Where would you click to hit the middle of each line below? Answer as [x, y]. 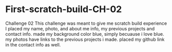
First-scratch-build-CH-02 [64, 9]
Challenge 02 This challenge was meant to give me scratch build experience [86, 23]
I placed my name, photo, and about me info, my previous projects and [80, 28]
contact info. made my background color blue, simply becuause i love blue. [85, 34]
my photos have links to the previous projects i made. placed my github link [85, 39]
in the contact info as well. [33, 44]
